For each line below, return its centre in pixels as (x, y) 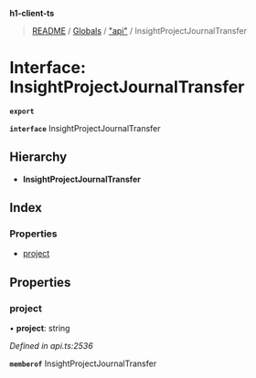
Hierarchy (38, 157)
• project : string (40, 329)
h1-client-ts (32, 13)
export (22, 111)
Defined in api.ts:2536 (51, 346)
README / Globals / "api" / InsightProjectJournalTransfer (139, 31)
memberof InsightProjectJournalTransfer (83, 363)
